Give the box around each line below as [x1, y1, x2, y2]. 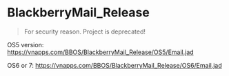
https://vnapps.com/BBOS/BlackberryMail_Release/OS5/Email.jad [7, 48, 195, 56]
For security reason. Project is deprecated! [23, 27, 146, 36]
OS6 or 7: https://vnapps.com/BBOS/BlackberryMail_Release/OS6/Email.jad [7, 61, 222, 69]
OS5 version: [7, 40, 44, 49]
